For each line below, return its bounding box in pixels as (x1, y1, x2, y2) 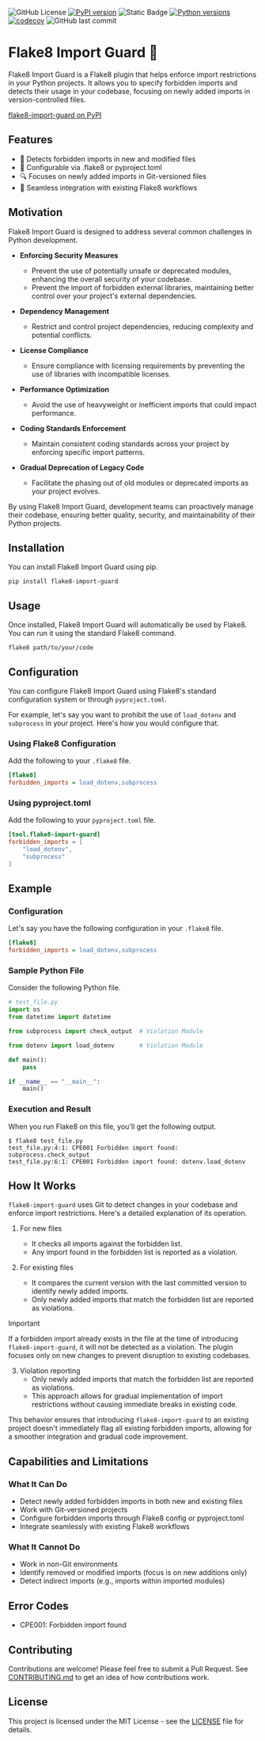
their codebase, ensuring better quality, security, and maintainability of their (8, 510, 256, 520)
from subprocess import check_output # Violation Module (8, 1028, 203, 1035)
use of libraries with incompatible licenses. (31, 369, 172, 379)
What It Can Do (8, 1478, 67, 1489)
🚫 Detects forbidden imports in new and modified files (19, 154, 196, 164)
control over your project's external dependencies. (31, 291, 197, 301)
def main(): (8, 1056, 47, 1064)
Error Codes (8, 1599, 69, 1613)
